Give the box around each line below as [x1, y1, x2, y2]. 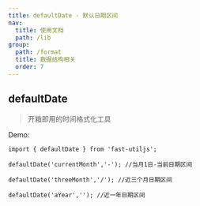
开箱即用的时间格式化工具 [27, 114, 111, 123]
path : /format [15, 48, 62, 56]
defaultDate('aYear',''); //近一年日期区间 [8, 191, 145, 199]
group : [8, 41, 30, 49]
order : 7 [15, 63, 44, 71]
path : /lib [15, 33, 51, 42]
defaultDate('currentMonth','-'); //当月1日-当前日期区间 [8, 160, 192, 168]
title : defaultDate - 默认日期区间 [8, 11, 119, 20]
